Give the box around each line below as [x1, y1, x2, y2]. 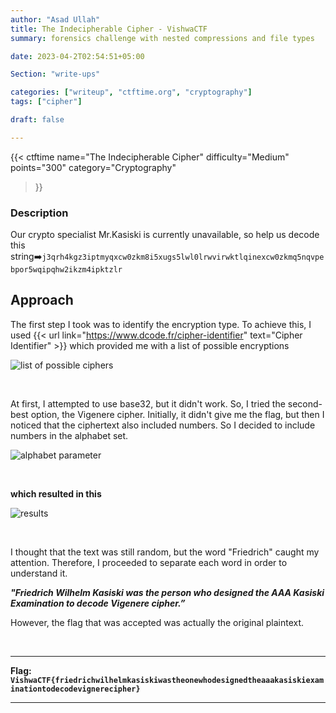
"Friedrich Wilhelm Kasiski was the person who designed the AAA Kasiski [10, 586, 325, 598]
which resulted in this [10, 487, 102, 500]
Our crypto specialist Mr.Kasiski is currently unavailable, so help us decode [10, 229, 320, 241]
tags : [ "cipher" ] [10, 97, 83, 107]
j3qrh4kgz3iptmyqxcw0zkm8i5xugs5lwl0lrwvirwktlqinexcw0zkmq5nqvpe [41, 252, 325, 263]
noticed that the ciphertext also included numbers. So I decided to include [10, 419, 316, 431]
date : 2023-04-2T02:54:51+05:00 [10, 51, 145, 61]
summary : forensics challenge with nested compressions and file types [10, 33, 315, 43]
